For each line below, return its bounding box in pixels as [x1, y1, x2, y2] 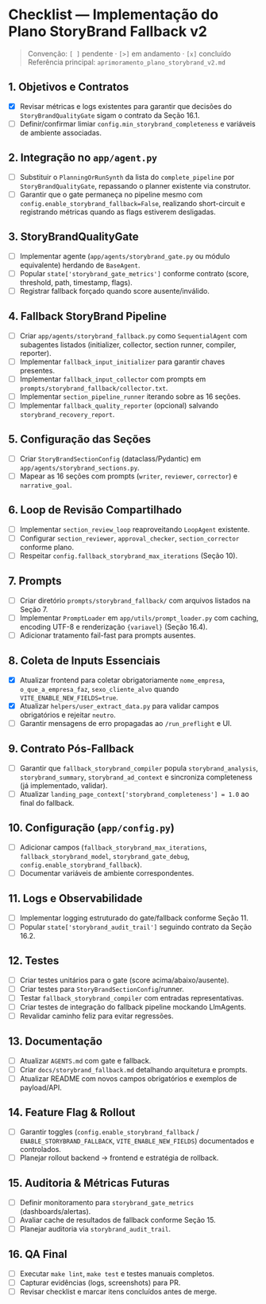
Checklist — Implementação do [8, 6, 219, 24]
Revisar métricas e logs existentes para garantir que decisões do [19, 101, 233, 111]
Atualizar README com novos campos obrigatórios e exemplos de [19, 1073, 237, 1083]
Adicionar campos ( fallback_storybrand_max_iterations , [19, 842, 207, 852]
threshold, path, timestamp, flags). [19, 277, 133, 287]
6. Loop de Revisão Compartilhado [8, 503, 183, 517]
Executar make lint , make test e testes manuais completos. [19, 1268, 214, 1279]
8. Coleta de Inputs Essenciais [8, 654, 160, 668]
